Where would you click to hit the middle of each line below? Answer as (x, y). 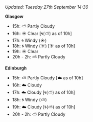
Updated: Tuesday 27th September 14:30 (47, 7)
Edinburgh (16, 68)
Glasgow (14, 16)
